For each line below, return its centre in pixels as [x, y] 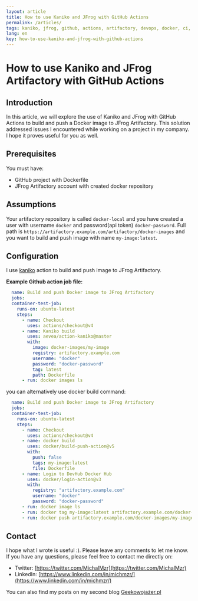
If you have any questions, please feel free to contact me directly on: [89, 557]
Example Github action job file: [44, 282]
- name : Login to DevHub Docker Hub [67, 474]
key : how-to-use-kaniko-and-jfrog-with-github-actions [75, 39]
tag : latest [47, 370]
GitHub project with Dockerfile [51, 179]
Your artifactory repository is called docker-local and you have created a [95, 218]
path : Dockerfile [54, 375]
